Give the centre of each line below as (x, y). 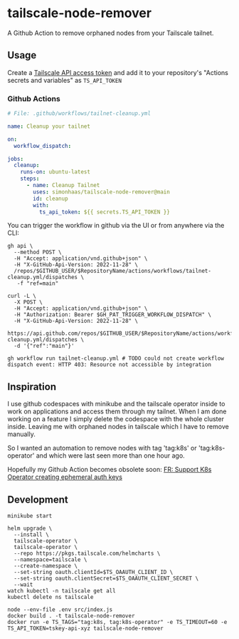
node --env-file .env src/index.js (60, 610)
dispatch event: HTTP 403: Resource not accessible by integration (110, 365)
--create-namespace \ (46, 566)
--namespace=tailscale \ (51, 560)
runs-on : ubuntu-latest (55, 172)
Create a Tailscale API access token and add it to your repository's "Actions (118, 72)
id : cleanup (51, 198)
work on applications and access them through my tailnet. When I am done (117, 411)
